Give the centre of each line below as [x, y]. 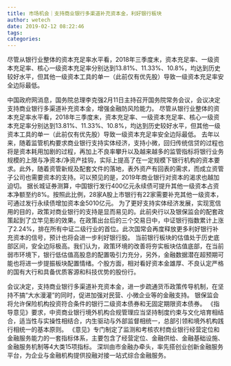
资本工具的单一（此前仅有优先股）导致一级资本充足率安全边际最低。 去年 [110, 134]
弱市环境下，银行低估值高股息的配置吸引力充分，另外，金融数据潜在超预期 [112, 255]
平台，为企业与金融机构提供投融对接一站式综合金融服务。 [88, 356]
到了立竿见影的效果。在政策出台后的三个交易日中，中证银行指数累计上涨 [121, 220]
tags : [15, 33]
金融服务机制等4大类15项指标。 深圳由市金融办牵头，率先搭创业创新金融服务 [115, 347]
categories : [24, 39]
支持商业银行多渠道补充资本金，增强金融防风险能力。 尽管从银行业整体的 [110, 109]
